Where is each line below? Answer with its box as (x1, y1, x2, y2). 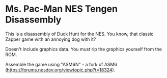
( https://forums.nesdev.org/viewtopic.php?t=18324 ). (5, 67, 116, 73)
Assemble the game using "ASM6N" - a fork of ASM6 (5, 61, 117, 67)
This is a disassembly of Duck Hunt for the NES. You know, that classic (5, 31, 154, 37)
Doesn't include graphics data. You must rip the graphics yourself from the (5, 46, 162, 52)
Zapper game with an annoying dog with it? (5, 36, 96, 42)
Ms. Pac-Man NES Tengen (5, 3, 118, 15)
